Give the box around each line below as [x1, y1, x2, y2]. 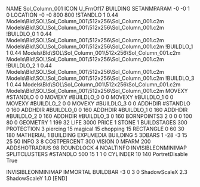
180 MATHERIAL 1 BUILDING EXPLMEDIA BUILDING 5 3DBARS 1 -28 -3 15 [6, 132, 187, 139]
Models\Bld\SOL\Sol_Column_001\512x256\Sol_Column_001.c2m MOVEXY [6, 88, 188, 94]
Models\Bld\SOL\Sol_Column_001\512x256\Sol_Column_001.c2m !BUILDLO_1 [6, 43, 193, 50]
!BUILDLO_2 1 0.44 [6, 62, 53, 69]
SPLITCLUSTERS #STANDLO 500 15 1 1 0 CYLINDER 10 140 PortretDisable [6, 151, 188, 157]
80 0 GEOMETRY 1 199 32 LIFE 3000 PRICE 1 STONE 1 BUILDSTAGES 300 [6, 119, 188, 126]
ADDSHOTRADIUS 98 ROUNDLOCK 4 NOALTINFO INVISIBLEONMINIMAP [6, 144, 187, 151]
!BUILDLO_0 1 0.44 [6, 30, 52, 38]
